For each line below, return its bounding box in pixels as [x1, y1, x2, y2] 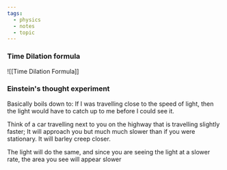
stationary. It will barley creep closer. [7, 134, 111, 143]
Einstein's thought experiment [7, 84, 110, 94]
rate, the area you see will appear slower [7, 155, 122, 163]
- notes [13, 23, 36, 29]
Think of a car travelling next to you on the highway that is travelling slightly [7, 120, 220, 128]
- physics [13, 16, 41, 23]
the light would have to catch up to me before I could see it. [7, 107, 174, 115]
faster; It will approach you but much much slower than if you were [7, 127, 196, 135]
